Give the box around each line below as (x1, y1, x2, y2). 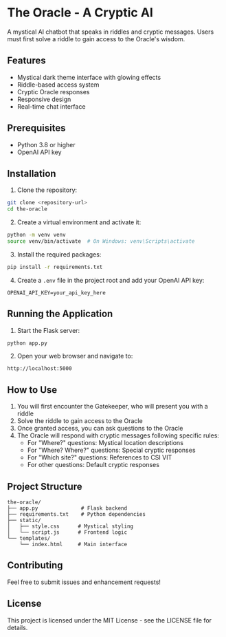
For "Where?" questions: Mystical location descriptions (27, 439, 184, 447)
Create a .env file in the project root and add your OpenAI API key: (16, 276, 205, 284)
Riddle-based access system (16, 80, 100, 89)
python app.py (7, 339, 48, 347)
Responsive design (16, 95, 71, 103)
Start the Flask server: (16, 326, 80, 334)
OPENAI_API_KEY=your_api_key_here (7, 289, 106, 296)
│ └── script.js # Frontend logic (7, 529, 128, 536)
